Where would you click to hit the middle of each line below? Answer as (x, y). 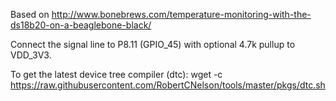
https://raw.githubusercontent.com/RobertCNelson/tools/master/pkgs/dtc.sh (168, 85)
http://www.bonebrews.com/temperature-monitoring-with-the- (181, 14)
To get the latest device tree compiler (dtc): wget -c (116, 74)
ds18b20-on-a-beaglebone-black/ (81, 25)
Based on (30, 14)
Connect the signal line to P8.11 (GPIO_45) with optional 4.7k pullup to (153, 44)
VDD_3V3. (31, 55)
